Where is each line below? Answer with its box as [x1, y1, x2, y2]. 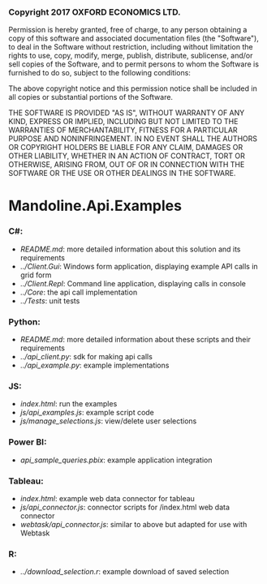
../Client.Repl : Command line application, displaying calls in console [19, 278, 246, 288]
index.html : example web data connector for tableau [19, 493, 195, 503]
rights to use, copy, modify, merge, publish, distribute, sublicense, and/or [8, 51, 253, 61]
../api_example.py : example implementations [19, 360, 170, 371]
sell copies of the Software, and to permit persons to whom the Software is [8, 59, 260, 69]
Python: [8, 316, 41, 327]
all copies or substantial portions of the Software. [8, 92, 173, 102]
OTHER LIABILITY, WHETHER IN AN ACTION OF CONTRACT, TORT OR [8, 151, 245, 161]
